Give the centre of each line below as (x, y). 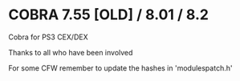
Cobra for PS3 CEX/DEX (48, 37)
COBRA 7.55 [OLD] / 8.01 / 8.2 (108, 15)
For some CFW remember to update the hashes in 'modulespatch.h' (120, 68)
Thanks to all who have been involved (71, 52)
